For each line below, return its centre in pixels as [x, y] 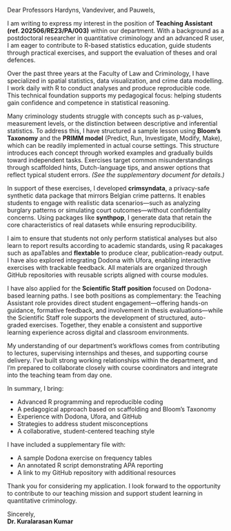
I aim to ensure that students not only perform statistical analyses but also [112, 238]
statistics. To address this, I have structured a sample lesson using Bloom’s [114, 131]
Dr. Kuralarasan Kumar [40, 521]
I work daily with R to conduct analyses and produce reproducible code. [109, 88]
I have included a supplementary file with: [67, 444]
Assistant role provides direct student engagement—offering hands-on [108, 303]
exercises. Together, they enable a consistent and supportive [115, 325]
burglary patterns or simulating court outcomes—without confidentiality [109, 210]
